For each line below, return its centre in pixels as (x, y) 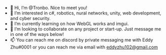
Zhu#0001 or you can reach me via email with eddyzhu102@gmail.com (84, 47)
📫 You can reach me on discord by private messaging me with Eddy (81, 40)
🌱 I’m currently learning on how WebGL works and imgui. (69, 23)
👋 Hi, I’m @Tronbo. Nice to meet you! (49, 8)
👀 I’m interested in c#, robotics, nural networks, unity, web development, (86, 13)
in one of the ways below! (37, 34)
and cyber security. (30, 18)
